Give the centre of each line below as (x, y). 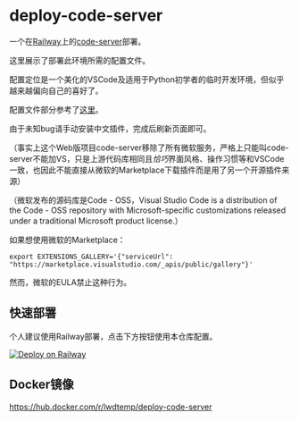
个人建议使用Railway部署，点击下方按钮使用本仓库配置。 (113, 336)
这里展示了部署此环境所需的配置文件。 (79, 60)
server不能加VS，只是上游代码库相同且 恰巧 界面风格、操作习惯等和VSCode (147, 158)
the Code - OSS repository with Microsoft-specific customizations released (148, 210)
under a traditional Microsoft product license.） (96, 221)
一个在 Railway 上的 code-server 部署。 (78, 41)
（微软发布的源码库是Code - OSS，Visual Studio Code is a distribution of (143, 200)
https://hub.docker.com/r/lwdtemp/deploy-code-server (111, 407)
